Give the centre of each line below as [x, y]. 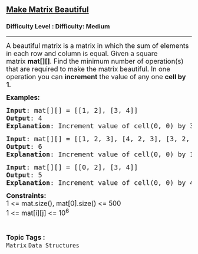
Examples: [23, 97]
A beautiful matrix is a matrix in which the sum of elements [98, 45]
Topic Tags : [26, 237]
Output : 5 [24, 175]
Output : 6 [24, 146]
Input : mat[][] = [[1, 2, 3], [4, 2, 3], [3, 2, [98, 139]
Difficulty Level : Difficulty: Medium [58, 27]
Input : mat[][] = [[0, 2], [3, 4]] [72, 167]
